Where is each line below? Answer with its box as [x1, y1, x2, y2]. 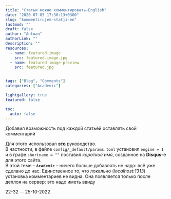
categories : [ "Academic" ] [5, 83, 61, 89]
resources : [5, 46, 29, 51]
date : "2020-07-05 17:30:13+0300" [5, 12, 80, 17]
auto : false [10, 111, 36, 116]
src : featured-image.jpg [14, 55, 68, 61]
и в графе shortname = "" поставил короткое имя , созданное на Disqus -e [5, 152, 166, 158]
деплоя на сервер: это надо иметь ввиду [5, 179, 96, 185]
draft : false [5, 27, 33, 32]
